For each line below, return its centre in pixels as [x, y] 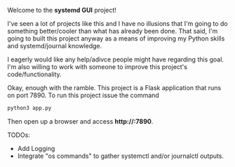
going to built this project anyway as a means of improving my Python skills [116, 38]
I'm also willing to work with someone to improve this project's [98, 67]
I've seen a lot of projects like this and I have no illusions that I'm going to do [117, 23]
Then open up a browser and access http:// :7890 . [80, 121]
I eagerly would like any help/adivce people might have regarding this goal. [116, 59]
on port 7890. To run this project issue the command [83, 95]
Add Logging [36, 148]
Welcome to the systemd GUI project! [62, 10]
